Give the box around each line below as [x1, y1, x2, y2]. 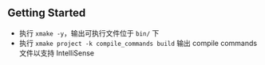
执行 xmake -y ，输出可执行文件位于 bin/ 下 [18, 28, 160, 38]
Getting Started [7, 6, 86, 20]
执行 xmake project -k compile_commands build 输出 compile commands [18, 38, 257, 48]
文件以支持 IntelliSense [18, 48, 95, 58]
